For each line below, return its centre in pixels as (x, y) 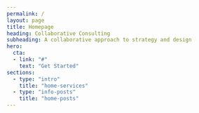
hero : (14, 46)
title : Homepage (30, 27)
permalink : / (26, 14)
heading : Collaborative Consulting (59, 33)
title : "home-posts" (49, 99)
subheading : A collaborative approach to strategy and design (99, 40)
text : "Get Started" (49, 66)
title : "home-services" (54, 86)
